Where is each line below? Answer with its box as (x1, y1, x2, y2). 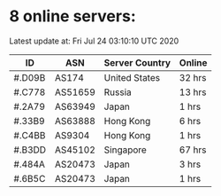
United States (103, 71, 161, 83)
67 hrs (179, 144, 207, 156)
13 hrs (179, 86, 207, 98)
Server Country (103, 56, 171, 68)
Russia (103, 86, 133, 98)
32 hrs (179, 71, 207, 83)
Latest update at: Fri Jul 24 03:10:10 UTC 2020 (9, 35, 179, 46)
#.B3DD (13, 144, 47, 156)
